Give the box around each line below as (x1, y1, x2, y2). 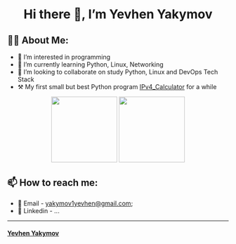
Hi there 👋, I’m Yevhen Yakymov (23, 6, 213, 22)
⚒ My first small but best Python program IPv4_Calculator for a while (17, 83, 217, 90)
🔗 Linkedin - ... (17, 206, 60, 215)
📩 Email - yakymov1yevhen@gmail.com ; (17, 199, 133, 208)
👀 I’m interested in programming (17, 53, 111, 61)
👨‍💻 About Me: (7, 34, 69, 46)
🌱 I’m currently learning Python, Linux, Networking (17, 60, 164, 69)
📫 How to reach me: (7, 177, 98, 189)
